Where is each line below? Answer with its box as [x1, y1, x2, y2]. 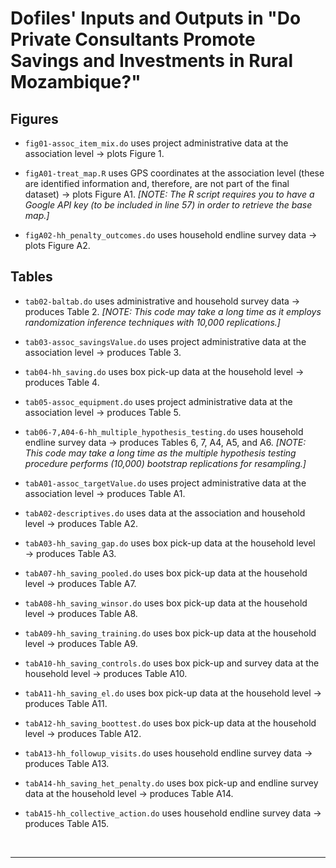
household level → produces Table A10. [24, 667, 188, 679]
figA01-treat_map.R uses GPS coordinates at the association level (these [24, 167, 325, 179]
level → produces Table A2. [24, 517, 138, 529]
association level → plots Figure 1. [24, 148, 165, 159]
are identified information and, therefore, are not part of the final [24, 178, 290, 189]
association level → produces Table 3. [24, 346, 182, 358]
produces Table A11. [24, 697, 108, 709]
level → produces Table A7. [24, 577, 137, 589]
